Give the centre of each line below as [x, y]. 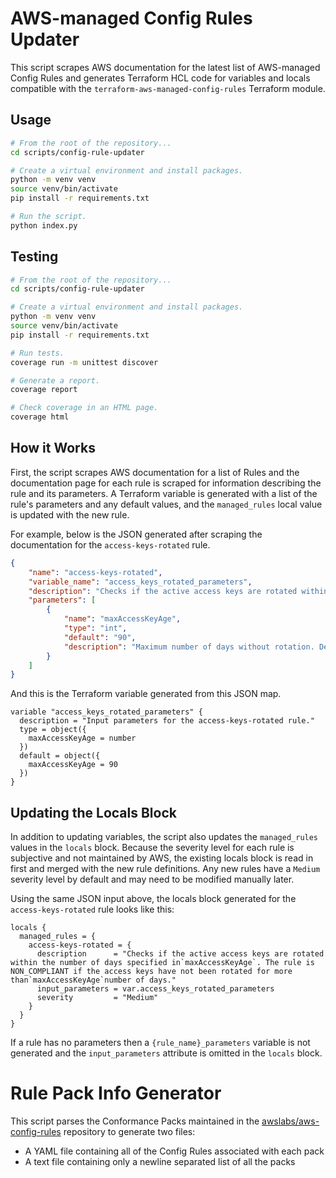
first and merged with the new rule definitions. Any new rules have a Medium [165, 869]
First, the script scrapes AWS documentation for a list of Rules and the [155, 472]
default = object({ [60, 756]
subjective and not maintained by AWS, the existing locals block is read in [162, 858]
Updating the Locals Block [93, 812]
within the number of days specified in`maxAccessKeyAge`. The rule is [162, 963]
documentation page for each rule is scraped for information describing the [166, 483]
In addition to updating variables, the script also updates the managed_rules [164, 837]
